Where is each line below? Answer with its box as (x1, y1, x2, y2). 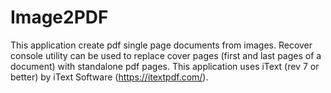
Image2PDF (10, 6, 109, 29)
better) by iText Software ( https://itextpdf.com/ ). (10, 71, 209, 83)
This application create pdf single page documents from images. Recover (10, 39, 313, 51)
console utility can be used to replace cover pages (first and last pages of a (10, 49, 322, 61)
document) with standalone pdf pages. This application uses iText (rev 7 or (10, 60, 320, 72)
